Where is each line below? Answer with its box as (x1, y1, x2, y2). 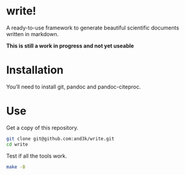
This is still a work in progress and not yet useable (6, 42, 134, 49)
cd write (6, 141, 28, 147)
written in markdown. (6, 30, 59, 37)
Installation (6, 63, 64, 77)
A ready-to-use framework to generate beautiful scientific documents (6, 24, 180, 31)
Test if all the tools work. (6, 152, 67, 159)
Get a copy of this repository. (6, 124, 79, 131)
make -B (6, 164, 26, 170)
